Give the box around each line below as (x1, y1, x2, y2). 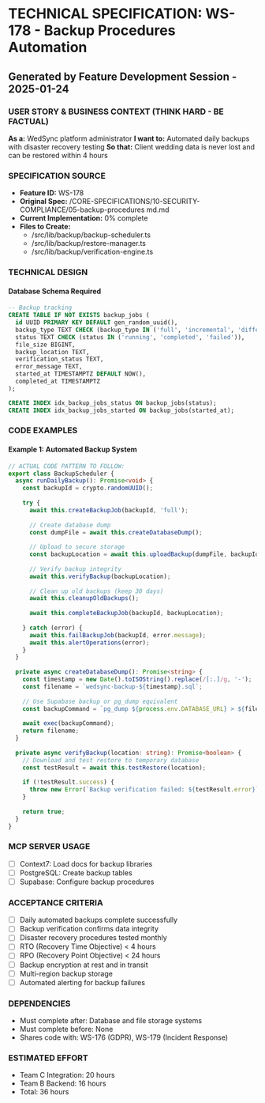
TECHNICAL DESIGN (8, 266, 88, 278)
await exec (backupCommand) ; (22, 720, 114, 727)
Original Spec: (19, 197, 68, 206)
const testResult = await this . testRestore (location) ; (22, 764, 207, 772)
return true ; (22, 807, 65, 815)
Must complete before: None (19, 1025, 114, 1033)
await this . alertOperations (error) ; (28, 638, 150, 647)
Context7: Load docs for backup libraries (19, 859, 153, 868)
